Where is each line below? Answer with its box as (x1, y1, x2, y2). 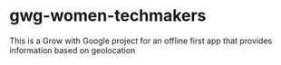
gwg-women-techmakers (9, 5, 207, 26)
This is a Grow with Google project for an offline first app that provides (9, 35, 273, 46)
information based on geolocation (9, 44, 136, 55)
